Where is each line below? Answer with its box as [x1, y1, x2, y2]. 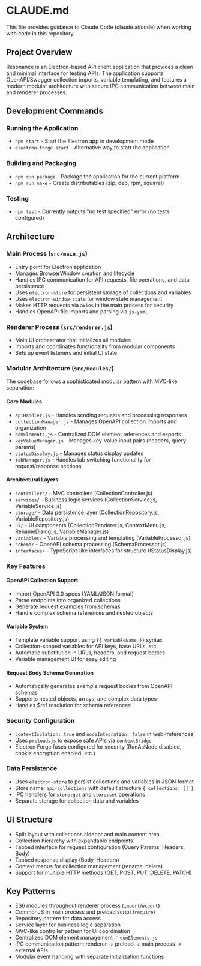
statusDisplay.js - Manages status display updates [14, 450, 144, 457]
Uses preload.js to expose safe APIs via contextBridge [14, 737, 152, 744]
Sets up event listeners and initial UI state [14, 349, 118, 357]
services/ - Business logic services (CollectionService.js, [14, 496, 157, 503]
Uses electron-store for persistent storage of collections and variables [14, 289, 191, 296]
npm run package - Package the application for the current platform [14, 172, 180, 180]
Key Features [6, 562, 46, 570]
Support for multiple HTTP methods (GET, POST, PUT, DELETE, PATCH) [14, 869, 192, 876]
